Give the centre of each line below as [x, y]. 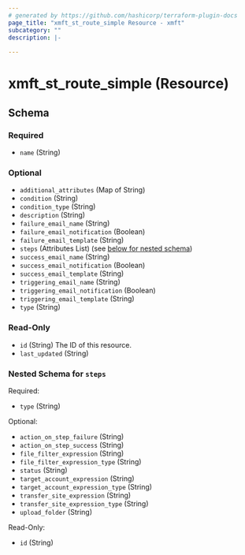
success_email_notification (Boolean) [82, 266]
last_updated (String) [54, 353]
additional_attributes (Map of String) [82, 190]
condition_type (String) [58, 207]
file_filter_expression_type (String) [80, 461]
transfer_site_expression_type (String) [84, 503]
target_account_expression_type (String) [85, 486]
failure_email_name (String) [65, 223]
